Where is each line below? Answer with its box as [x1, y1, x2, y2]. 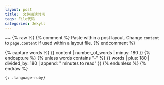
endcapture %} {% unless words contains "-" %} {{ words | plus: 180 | [5, 55, 150, 61]
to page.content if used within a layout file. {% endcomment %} [5, 40, 136, 46]
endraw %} [5, 66, 28, 72]
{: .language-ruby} [5, 75, 46, 80]
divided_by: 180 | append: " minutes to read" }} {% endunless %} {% [5, 60, 146, 66]
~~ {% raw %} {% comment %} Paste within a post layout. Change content [5, 35, 160, 41]
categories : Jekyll [5, 21, 46, 26]
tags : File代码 [5, 16, 35, 21]
